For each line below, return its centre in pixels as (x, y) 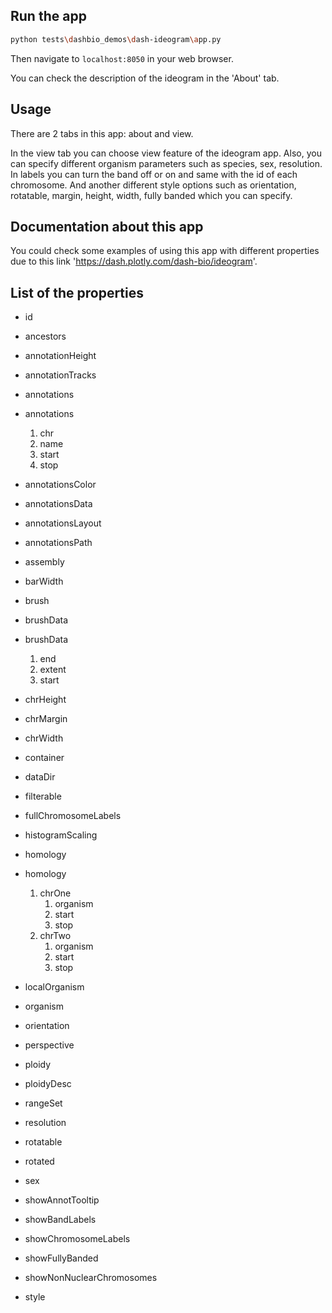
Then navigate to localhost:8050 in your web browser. (122, 58)
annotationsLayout (63, 523)
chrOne (55, 893)
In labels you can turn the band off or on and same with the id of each (154, 174)
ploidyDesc (48, 1084)
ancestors (45, 336)
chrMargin (46, 719)
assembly (44, 562)
